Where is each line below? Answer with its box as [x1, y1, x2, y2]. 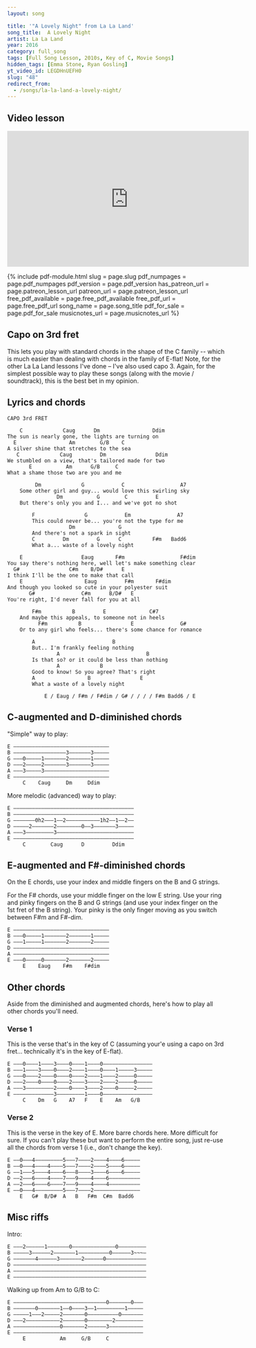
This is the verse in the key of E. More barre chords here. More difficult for [7, 1129, 219, 1137]
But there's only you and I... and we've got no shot [19, 499, 177, 506]
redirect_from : [7, 80, 51, 87]
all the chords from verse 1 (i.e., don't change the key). [7, 1143, 163, 1151]
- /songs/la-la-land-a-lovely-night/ [13, 87, 122, 94]
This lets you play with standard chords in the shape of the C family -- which [7, 347, 225, 355]
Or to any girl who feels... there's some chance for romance [19, 626, 202, 633]
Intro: [7, 1229, 23, 1238]
